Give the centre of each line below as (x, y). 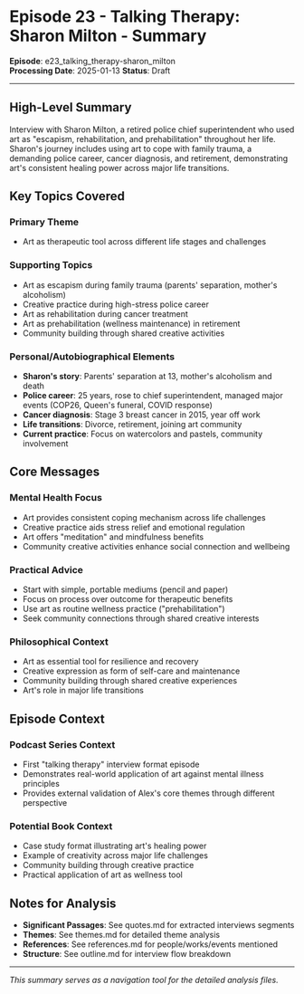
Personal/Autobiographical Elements (92, 357)
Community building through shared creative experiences (130, 681)
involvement (45, 444)
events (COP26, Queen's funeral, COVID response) (117, 406)
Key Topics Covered (67, 196)
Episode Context (57, 718)
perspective (45, 803)
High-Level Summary (71, 107)
